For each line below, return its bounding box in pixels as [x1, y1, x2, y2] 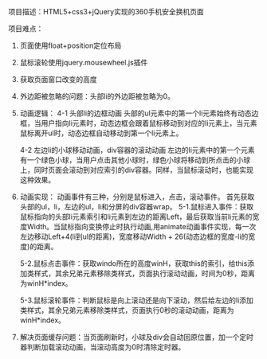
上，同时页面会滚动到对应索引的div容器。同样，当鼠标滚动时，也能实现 [19, 166, 253, 174]
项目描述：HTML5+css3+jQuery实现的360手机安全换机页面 [8, 7, 205, 16]
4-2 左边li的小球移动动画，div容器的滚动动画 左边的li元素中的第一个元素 [19, 146, 255, 154]
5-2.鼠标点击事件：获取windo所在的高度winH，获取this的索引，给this [19, 259, 248, 268]
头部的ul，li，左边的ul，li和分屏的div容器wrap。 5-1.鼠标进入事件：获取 [19, 202, 254, 211]
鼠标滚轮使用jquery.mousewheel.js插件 [19, 58, 148, 67]
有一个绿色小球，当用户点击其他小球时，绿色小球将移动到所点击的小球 [19, 155, 251, 165]
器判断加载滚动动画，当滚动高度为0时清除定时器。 [19, 342, 186, 352]
